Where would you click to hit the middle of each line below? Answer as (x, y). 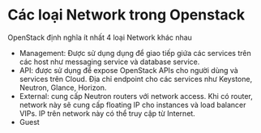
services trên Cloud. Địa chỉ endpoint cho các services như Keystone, (136, 79)
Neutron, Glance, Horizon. (63, 88)
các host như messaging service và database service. (109, 62)
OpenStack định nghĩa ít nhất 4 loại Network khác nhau (100, 37)
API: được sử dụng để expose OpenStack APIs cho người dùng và (128, 70)
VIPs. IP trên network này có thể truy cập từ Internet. (107, 113)
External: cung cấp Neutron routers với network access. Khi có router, (136, 96)
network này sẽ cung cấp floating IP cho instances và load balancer (133, 105)
